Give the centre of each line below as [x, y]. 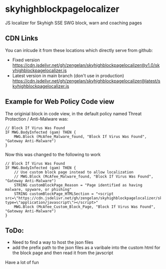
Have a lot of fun [22, 263]
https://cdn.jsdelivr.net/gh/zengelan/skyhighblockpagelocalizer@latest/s [86, 81]
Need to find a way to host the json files [53, 242]
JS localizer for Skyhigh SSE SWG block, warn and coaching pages [74, 23]
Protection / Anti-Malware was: [37, 119]
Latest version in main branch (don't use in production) [68, 76]
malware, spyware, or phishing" [38, 189]
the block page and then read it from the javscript [63, 253]
